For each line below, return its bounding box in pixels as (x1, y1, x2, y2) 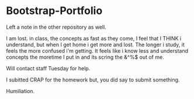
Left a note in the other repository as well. (6, 23, 106, 30)
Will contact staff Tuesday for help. (6, 64, 91, 71)
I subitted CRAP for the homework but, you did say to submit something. (6, 76, 180, 83)
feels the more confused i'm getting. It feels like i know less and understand (6, 47, 189, 54)
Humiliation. (6, 87, 35, 94)
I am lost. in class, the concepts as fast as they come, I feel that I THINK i (6, 35, 182, 42)
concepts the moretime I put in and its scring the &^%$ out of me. (6, 53, 165, 60)
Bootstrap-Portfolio (6, 4, 103, 18)
